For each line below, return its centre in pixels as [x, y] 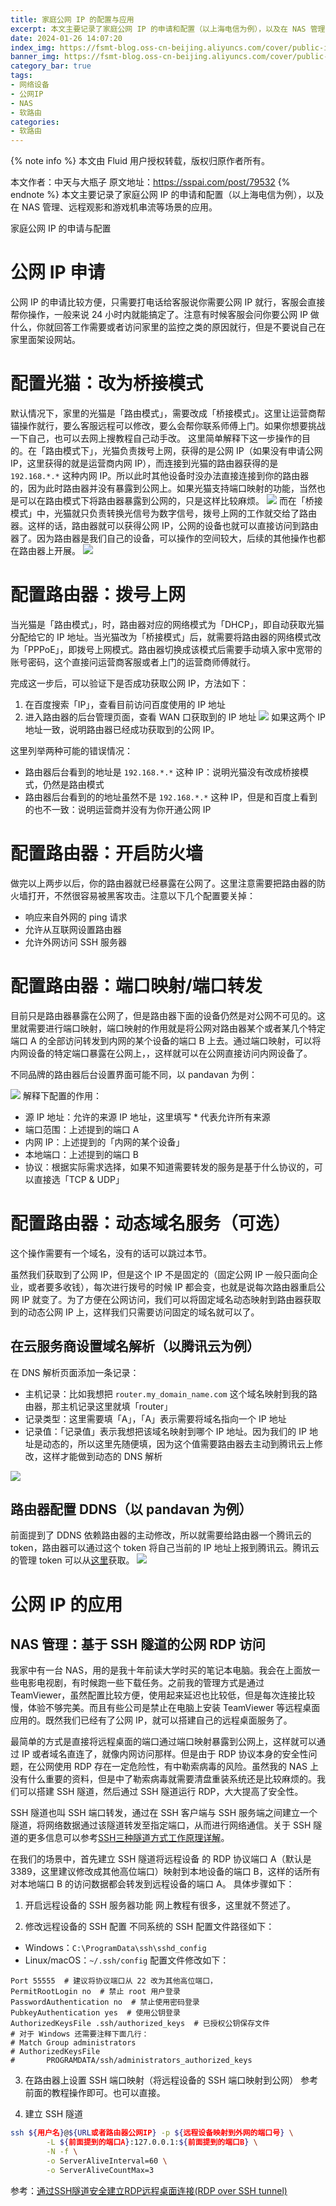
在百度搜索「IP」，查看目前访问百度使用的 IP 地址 [125, 704]
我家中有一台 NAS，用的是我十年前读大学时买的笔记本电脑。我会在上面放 [161, 1670]
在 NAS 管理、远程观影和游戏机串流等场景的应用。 [114, 207]
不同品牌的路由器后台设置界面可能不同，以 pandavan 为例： [134, 1074]
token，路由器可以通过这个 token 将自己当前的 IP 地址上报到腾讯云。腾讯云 [165, 1548]
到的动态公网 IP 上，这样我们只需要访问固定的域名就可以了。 [135, 1312]
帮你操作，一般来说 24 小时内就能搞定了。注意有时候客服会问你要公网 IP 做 [165, 315]
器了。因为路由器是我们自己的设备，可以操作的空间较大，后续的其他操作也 [163, 538]
